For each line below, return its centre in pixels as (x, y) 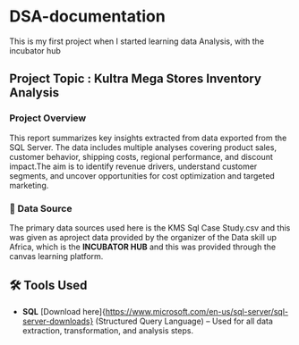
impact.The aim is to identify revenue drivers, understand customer (133, 166)
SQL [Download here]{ (64, 311)
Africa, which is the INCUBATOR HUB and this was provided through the (142, 247)
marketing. (29, 185)
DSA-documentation (87, 17)
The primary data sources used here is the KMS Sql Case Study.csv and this (150, 227)
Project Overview (48, 118)
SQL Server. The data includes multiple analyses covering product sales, (143, 147)
